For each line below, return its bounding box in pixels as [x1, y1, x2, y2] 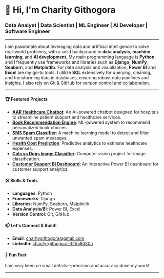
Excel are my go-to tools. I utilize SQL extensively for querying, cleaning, [5, 69, 152, 75]
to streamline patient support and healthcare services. [12, 114, 122, 120]
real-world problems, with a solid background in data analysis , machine [5, 49, 151, 55]
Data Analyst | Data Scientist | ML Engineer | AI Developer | [5, 22, 148, 29]
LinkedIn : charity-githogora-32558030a [12, 241, 93, 247]
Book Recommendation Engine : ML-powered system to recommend [12, 119, 150, 125]
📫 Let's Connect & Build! [5, 223, 57, 229]
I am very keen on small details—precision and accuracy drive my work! [5, 263, 150, 269]
